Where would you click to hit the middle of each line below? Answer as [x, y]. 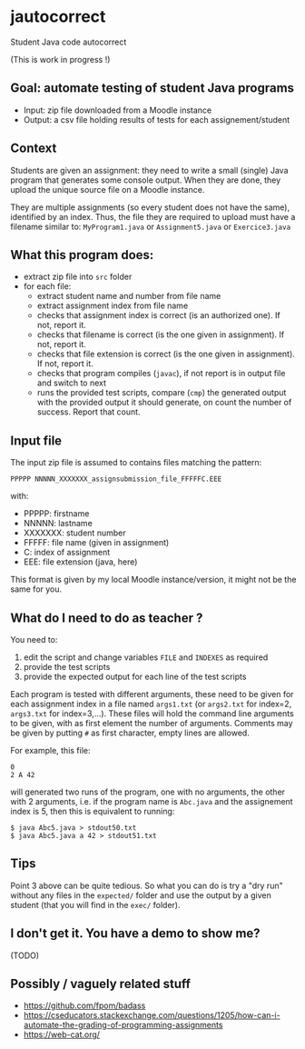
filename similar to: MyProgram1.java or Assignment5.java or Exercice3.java [151, 226]
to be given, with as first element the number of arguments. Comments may [152, 723]
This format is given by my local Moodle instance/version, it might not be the [153, 580]
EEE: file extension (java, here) [80, 562]
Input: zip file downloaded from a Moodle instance [118, 110]
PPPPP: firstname [56, 514]
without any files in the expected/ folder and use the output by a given [141, 895]
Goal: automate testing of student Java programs [152, 88]
